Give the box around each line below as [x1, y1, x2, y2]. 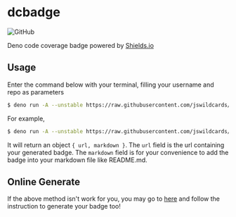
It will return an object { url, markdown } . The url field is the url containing [7, 140, 225, 149]
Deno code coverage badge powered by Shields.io [7, 41, 155, 49]
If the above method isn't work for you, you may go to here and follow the [7, 194, 220, 203]
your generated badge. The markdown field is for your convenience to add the [7, 148, 229, 156]
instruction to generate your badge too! [7, 202, 121, 211]
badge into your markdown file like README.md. [7, 156, 147, 164]
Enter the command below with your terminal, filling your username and [7, 80, 214, 89]
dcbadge [7, 4, 61, 20]
